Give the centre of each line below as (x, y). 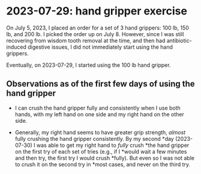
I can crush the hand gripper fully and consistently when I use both (98, 108)
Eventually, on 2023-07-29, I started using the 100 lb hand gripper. (88, 65)
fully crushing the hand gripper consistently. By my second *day (94, 138)
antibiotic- (179, 40)
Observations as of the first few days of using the (100, 84)
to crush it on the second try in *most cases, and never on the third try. (103, 164)
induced (16, 47)
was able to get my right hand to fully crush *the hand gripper (113, 145)
